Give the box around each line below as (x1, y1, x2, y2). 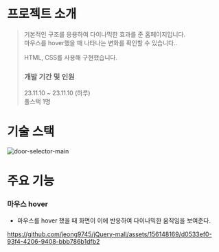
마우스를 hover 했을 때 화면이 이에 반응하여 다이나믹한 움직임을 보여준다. (16, 216, 211, 225)
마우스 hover (7, 199, 48, 209)
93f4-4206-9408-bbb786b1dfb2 (7, 237, 100, 245)
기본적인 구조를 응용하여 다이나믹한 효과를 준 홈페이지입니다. (23, 30, 186, 38)
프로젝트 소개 (7, 6, 77, 22)
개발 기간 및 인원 (23, 72, 75, 81)
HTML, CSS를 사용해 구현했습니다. (23, 53, 118, 62)
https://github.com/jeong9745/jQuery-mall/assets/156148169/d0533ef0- (7, 230, 212, 238)
